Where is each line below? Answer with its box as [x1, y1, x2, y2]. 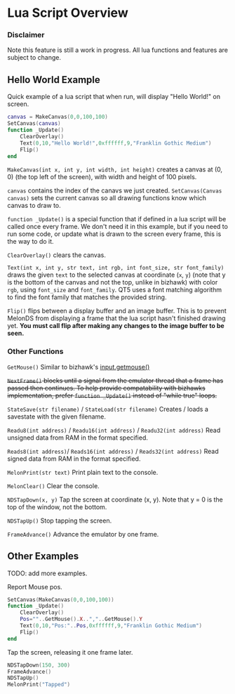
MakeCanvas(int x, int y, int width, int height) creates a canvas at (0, [7, 165, 223, 173]
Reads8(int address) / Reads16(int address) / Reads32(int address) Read [7, 447, 219, 455]
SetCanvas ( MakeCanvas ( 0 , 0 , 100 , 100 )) [7, 596, 114, 603]
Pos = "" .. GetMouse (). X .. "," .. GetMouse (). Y [20, 616, 142, 623]
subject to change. [7, 53, 62, 62]
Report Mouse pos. [7, 582, 63, 591]
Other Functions [7, 346, 64, 356]
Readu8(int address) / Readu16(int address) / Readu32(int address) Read [7, 426, 221, 434]
